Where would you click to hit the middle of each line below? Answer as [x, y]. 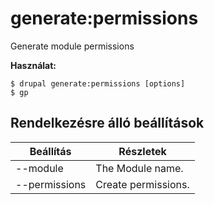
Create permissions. [142, 184]
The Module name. [139, 168]
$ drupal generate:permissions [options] [98, 83]
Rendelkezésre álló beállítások [107, 123]
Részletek [142, 151]
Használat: [33, 65]
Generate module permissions [72, 46]
